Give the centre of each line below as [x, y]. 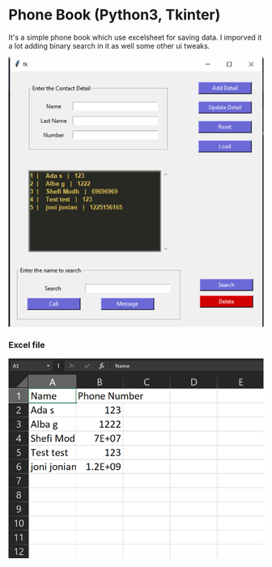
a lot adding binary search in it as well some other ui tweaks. [109, 45]
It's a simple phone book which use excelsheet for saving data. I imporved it [135, 37]
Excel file [27, 345]
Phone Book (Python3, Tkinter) [115, 15]
